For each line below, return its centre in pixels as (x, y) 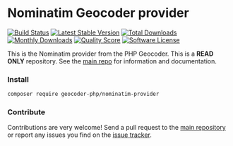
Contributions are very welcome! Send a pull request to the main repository (116, 128)
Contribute (26, 112)
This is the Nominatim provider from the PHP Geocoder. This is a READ (110, 54)
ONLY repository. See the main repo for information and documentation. (112, 61)
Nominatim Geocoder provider (98, 13)
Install (18, 79)
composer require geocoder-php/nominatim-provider (83, 94)
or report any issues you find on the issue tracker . (79, 135)
